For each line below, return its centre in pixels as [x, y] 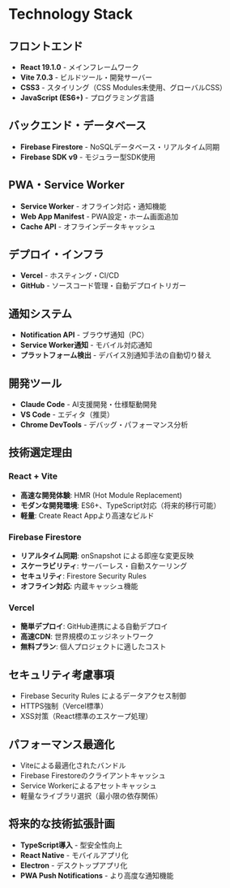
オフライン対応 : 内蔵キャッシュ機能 [79, 587]
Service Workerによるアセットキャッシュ [88, 786]
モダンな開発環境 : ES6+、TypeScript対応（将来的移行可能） [120, 505]
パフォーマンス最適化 [62, 744]
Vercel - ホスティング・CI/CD [70, 275]
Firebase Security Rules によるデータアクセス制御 [103, 696]
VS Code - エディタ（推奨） [67, 414]
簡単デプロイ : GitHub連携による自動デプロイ [94, 626]
